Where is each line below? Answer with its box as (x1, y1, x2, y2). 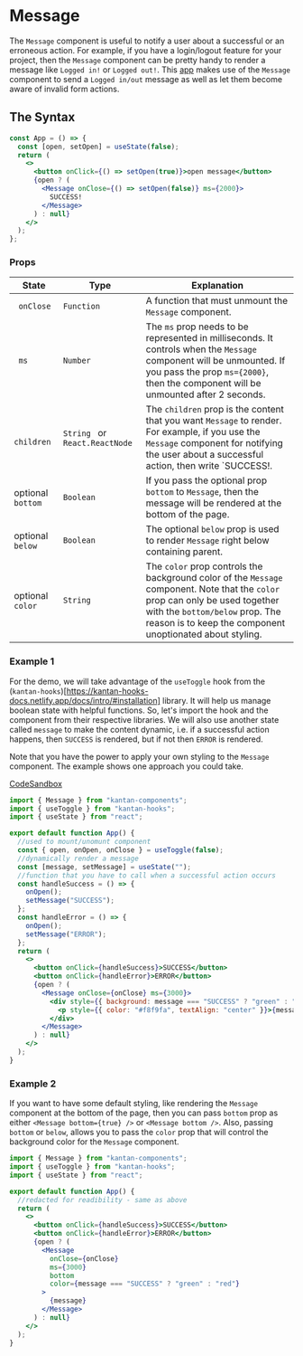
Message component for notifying (145, 437, 284, 450)
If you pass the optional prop (145, 474, 268, 487)
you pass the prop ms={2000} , (145, 365, 269, 378)
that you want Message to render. (145, 414, 282, 427)
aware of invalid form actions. (9, 83, 120, 94)
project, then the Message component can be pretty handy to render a (9, 54, 266, 65)
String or (62, 427, 107, 440)
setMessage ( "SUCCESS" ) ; (25, 896, 115, 906)
